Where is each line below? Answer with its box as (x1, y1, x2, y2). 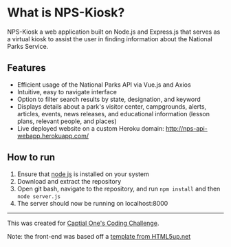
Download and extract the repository (16, 177, 122, 185)
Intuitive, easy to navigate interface (16, 87, 117, 96)
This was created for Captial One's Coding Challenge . (7, 219, 159, 227)
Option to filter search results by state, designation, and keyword (16, 95, 201, 103)
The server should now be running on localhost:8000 (16, 199, 168, 207)
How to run (7, 151, 56, 163)
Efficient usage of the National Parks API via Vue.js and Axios (16, 80, 191, 89)
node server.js (16, 193, 61, 200)
